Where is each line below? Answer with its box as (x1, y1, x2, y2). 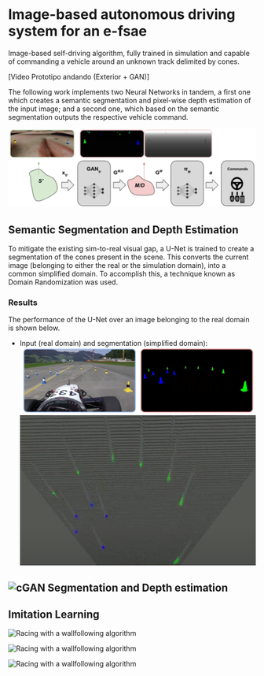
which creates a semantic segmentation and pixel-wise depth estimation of (8, 95, 251, 105)
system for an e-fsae (8, 22, 148, 40)
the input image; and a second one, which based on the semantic (8, 104, 220, 113)
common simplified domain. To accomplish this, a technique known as (8, 269, 236, 279)
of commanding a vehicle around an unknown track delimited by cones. (8, 57, 240, 66)
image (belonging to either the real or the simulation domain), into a (8, 261, 226, 270)
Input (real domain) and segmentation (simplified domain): (19, 339, 208, 348)
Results (8, 297, 38, 308)
